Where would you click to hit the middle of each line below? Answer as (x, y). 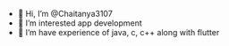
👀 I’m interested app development (80, 23)
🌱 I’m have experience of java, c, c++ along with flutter (119, 32)
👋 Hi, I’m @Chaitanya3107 (65, 14)
